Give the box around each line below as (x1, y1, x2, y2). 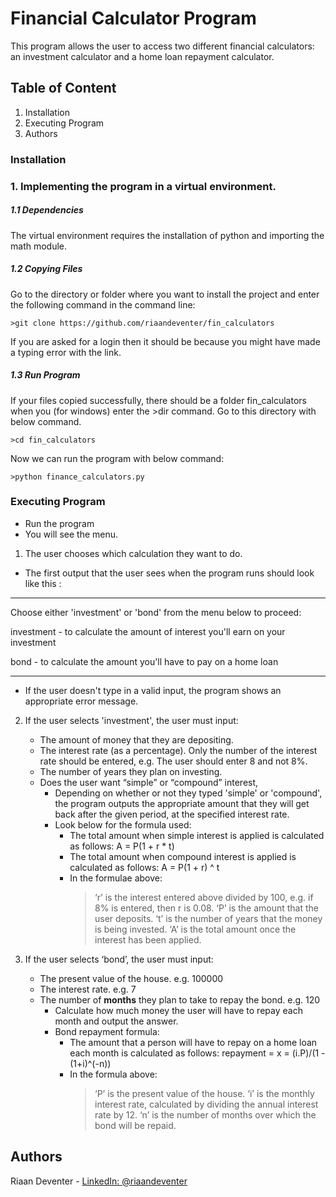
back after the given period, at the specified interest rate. (54, 808, 290, 820)
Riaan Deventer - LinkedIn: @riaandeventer (10, 1175, 188, 1187)
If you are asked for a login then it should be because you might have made (10, 335, 321, 347)
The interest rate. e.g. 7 (39, 983, 137, 995)
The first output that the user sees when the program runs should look (24, 567, 315, 579)
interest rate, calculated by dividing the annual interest (94, 1098, 319, 1110)
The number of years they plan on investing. (39, 765, 223, 777)
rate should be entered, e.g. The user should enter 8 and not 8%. (39, 755, 308, 767)
